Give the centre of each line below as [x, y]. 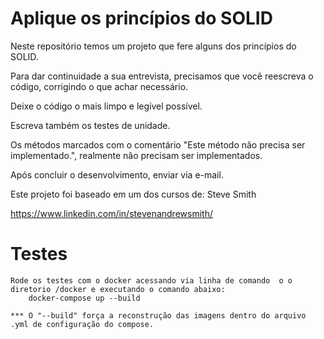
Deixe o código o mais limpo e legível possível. [106, 106]
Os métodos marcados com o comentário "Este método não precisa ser [158, 144]
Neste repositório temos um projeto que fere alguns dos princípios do [153, 46]
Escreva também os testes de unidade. [90, 125]
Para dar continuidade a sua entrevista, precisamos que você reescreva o [162, 76]
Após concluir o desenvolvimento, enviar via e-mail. [117, 174]
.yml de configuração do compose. [82, 324]
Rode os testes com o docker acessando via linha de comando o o [151, 280]
